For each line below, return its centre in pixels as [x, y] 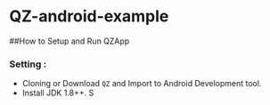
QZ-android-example [89, 16]
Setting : [28, 64]
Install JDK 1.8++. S [58, 93]
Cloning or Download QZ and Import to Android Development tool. [142, 84]
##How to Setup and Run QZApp [70, 41]
